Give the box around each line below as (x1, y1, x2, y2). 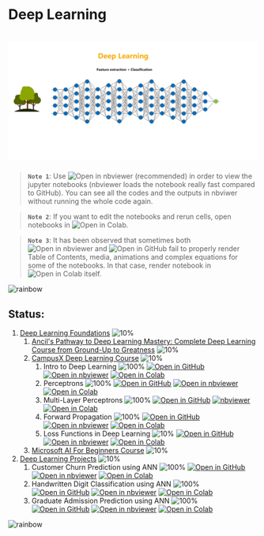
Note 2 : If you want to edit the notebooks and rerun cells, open (27, 212, 232, 222)
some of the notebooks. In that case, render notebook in (27, 261, 212, 270)
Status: (8, 307, 45, 320)
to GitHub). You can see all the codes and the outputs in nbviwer (27, 188, 238, 198)
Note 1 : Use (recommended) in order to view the (27, 171, 253, 181)
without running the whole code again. (27, 197, 153, 206)
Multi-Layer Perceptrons (43, 395, 123, 405)
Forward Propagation (43, 412, 112, 422)
